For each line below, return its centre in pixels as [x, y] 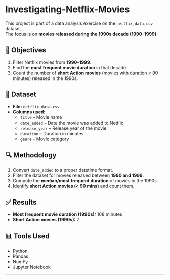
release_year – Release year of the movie [63, 128]
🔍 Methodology [31, 155]
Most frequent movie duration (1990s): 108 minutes [67, 214]
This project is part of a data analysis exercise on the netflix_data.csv [79, 23]
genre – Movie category [45, 139]
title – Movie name [41, 117]
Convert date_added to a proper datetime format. [63, 170]
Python [20, 251]
